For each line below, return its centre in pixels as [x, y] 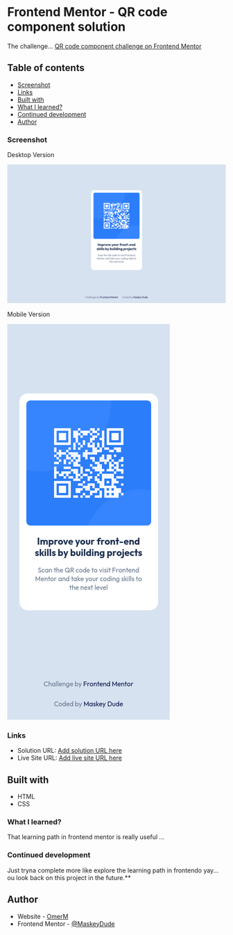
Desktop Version [31, 155]
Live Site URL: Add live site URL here [70, 758]
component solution [67, 27]
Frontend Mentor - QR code [87, 12]
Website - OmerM [43, 916]
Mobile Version [29, 314]
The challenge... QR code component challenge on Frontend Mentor [104, 46]
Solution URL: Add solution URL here [70, 751]
